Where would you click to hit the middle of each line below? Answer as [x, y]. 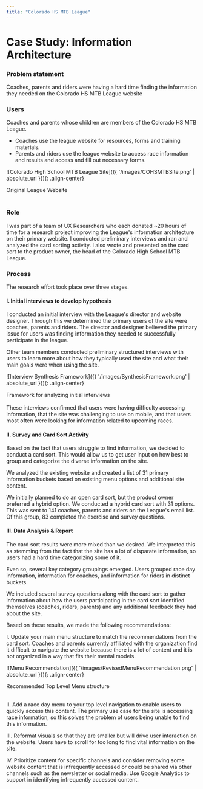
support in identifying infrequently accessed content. [73, 779]
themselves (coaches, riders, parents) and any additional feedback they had [101, 607]
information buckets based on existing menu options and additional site [95, 479]
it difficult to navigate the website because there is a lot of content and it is [99, 649]
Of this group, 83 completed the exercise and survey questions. [86, 517]
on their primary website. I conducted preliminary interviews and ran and [97, 238]
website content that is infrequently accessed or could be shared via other [99, 767]
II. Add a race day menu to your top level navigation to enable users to [94, 704]
